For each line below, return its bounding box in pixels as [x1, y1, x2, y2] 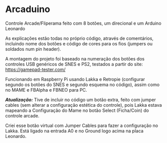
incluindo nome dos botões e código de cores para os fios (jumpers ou [5, 40, 153, 46]
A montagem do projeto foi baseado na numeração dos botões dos [5, 55, 145, 61]
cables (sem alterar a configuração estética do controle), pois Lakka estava [5, 102, 162, 108]
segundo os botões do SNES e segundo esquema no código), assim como [5, 82, 160, 88]
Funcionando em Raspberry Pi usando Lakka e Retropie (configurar [5, 76, 145, 82]
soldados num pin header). [5, 46, 62, 52]
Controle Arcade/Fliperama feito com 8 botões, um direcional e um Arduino [5, 20, 161, 26]
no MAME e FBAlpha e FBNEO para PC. [5, 87, 87, 93]
